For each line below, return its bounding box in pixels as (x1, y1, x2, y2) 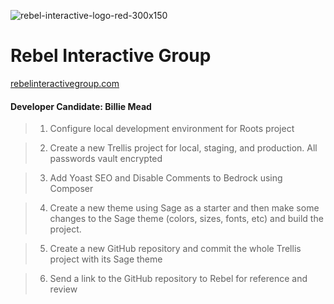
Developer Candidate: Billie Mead (10, 100, 152, 112)
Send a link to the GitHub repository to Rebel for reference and (49, 273, 308, 285)
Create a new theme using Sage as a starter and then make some (49, 202, 320, 214)
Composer (49, 183, 94, 195)
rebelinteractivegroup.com (10, 77, 120, 89)
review (49, 283, 78, 295)
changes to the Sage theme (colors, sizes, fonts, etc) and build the (49, 213, 324, 225)
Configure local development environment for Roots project (49, 123, 295, 135)
